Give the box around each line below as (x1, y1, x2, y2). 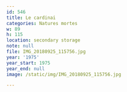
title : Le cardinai (6, 15, 56, 21)
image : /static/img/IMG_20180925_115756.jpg (6, 71, 122, 77)
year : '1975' (6, 54, 40, 60)
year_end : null (6, 65, 45, 72)
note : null (6, 43, 34, 49)
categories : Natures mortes (6, 20, 78, 26)
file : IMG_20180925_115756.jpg (6, 49, 86, 55)
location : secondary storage (6, 37, 81, 43)
